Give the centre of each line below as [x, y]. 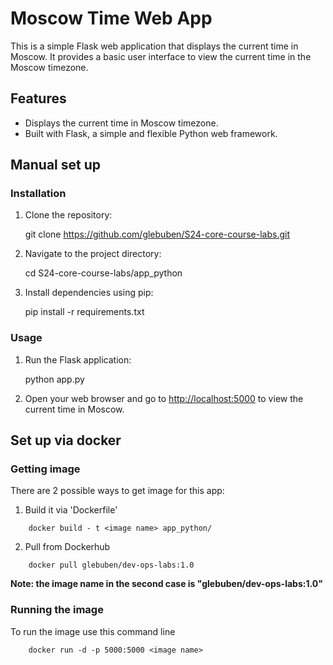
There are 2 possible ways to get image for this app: [117, 491]
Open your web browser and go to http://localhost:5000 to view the [164, 398]
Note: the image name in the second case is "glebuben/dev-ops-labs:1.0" [166, 584]
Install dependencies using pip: [89, 293]
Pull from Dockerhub [67, 547]
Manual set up [56, 165]
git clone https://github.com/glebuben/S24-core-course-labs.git [157, 234]
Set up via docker [66, 440]
